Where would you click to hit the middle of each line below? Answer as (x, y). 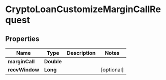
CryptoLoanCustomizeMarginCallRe (83, 9)
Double (53, 62)
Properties (22, 39)
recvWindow (24, 70)
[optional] (112, 70)
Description (81, 53)
